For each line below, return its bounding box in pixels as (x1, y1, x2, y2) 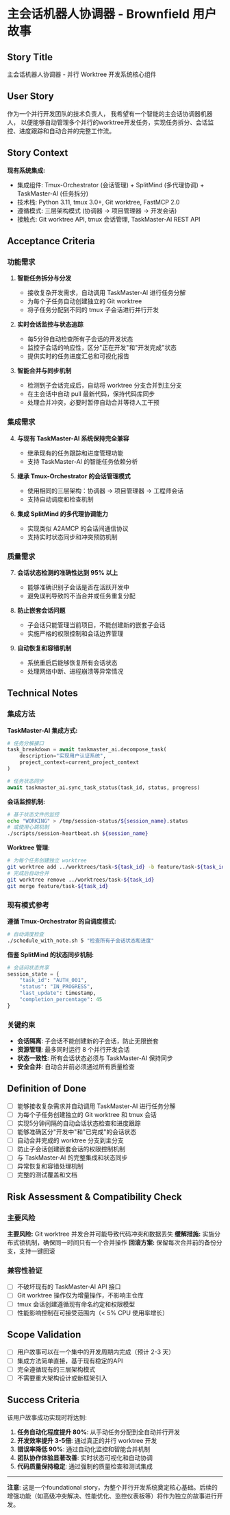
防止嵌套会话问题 (16, 606, 66, 614)
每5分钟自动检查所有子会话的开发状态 (27, 335, 133, 343)
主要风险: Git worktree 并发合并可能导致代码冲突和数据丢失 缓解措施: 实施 (7, 1230, 215, 1238)
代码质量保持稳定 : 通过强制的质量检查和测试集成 (16, 1462, 153, 1470)
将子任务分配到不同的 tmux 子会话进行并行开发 (27, 306, 159, 314)
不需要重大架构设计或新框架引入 (16, 1374, 107, 1382)
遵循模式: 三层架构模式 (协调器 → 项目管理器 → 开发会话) (16, 207, 177, 215)
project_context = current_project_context (19, 759, 139, 766)
